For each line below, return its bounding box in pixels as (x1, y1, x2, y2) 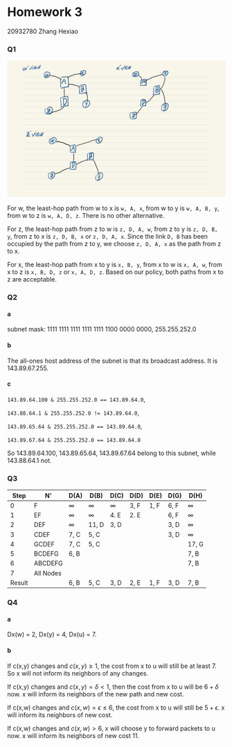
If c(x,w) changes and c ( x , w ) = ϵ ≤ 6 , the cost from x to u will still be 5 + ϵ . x (7, 703, 225, 712)
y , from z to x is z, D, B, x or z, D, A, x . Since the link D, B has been (7, 232, 208, 241)
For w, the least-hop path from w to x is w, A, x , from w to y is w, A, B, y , (7, 204, 220, 212)
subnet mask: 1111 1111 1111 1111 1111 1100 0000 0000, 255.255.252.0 (7, 325, 197, 334)
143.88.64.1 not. (7, 456, 52, 465)
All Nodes (33, 569, 62, 577)
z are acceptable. (7, 275, 57, 284)
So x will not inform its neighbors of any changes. (7, 669, 149, 677)
